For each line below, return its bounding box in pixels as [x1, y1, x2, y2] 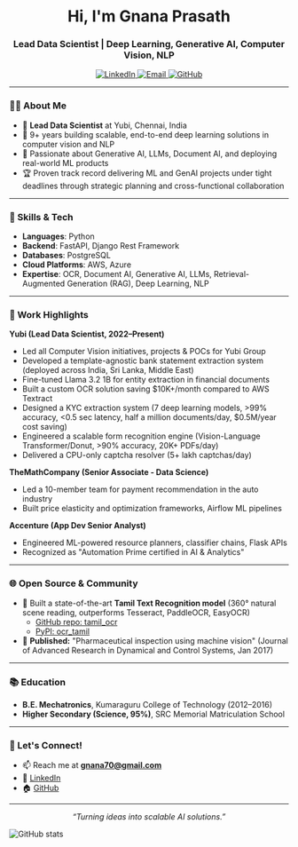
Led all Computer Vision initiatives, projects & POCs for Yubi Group [21, 346, 266, 357]
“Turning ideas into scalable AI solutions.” [72, 811, 226, 822]
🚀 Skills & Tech [9, 210, 74, 223]
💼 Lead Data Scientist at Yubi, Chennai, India [21, 120, 188, 131]
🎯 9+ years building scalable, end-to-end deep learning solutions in [21, 129, 269, 139]
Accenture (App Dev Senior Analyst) [9, 520, 146, 531]
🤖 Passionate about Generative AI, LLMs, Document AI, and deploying [21, 148, 278, 159]
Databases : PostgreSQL [21, 250, 111, 261]
